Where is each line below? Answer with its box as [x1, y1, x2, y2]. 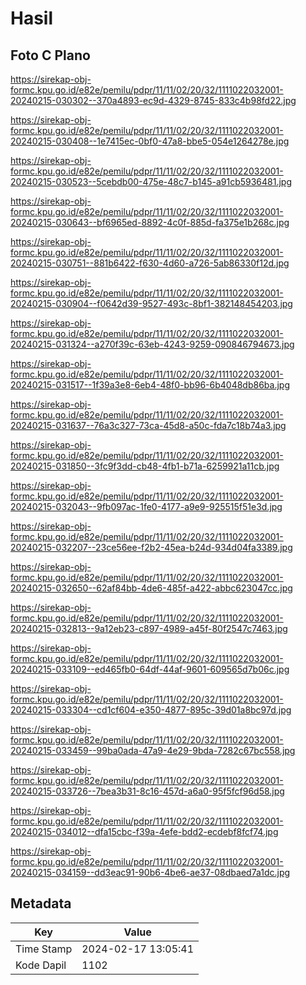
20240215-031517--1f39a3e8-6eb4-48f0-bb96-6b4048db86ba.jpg [10, 379, 290, 391]
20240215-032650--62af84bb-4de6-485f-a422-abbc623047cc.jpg [10, 582, 293, 594]
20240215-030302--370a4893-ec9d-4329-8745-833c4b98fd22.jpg [10, 95, 297, 106]
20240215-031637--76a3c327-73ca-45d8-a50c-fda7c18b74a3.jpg [10, 420, 287, 431]
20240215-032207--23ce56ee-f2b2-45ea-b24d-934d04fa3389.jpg [10, 542, 293, 553]
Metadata [10, 895, 72, 912]
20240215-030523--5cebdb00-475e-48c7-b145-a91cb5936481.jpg [10, 176, 293, 187]
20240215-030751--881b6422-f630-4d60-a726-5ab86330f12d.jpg [10, 257, 290, 269]
